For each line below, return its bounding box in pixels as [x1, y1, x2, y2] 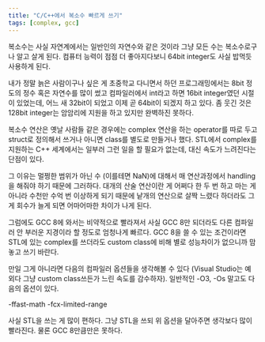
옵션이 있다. [22, 284, 59, 293]
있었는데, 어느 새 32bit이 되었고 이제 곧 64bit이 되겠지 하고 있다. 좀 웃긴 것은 [16, 98, 252, 107]
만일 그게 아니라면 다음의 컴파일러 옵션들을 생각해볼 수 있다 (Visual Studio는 [8, 264, 244, 273]
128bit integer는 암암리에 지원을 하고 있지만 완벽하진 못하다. [8, 107, 194, 117]
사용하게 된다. [8, 61, 51, 71]
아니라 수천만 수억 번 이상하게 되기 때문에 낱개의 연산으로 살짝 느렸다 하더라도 [8, 190, 247, 200]
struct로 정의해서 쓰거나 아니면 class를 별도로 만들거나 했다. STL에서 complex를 [8, 134, 257, 144]
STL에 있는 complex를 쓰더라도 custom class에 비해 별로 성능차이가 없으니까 [8, 237, 248, 246]
